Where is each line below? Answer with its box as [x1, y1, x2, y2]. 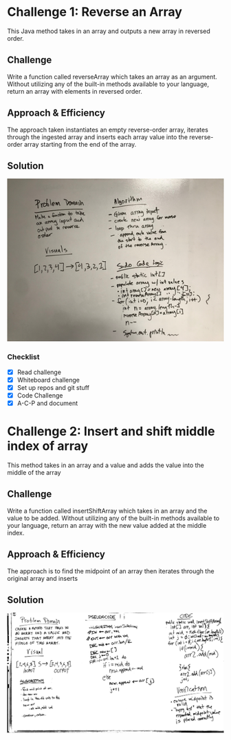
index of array [7, 438, 89, 454]
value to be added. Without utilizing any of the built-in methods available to [7, 514, 220, 522]
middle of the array [7, 468, 61, 476]
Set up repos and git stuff [16, 383, 89, 391]
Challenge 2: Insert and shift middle [7, 424, 215, 440]
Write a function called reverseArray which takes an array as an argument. [7, 72, 218, 81]
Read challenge [16, 368, 62, 376]
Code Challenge [16, 391, 63, 400]
